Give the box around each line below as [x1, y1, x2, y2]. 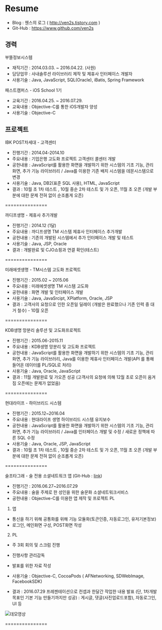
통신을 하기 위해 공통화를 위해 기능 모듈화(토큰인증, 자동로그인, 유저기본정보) [12, 516, 157, 522]
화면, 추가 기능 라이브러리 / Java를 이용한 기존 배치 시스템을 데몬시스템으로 [12, 168, 154, 173]
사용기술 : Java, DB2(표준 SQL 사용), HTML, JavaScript [12, 180, 120, 186]
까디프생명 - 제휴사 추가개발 [5, 212, 58, 218]
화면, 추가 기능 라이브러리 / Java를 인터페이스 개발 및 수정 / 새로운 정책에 [12, 428, 150, 434]
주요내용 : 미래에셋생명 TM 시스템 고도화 [12, 283, 89, 289]
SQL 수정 [17, 435, 35, 440]
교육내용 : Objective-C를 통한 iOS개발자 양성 [12, 103, 98, 110]
